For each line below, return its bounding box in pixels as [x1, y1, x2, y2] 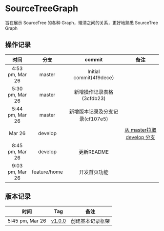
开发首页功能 [79, 168, 109, 175]
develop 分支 [125, 134, 155, 140]
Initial [87, 68, 100, 75]
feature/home [31, 168, 63, 175]
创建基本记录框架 [70, 217, 110, 224]
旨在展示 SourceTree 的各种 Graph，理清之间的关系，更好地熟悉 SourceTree [5, 20, 158, 25]
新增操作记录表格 [74, 89, 114, 95]
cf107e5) [86, 115, 108, 122]
